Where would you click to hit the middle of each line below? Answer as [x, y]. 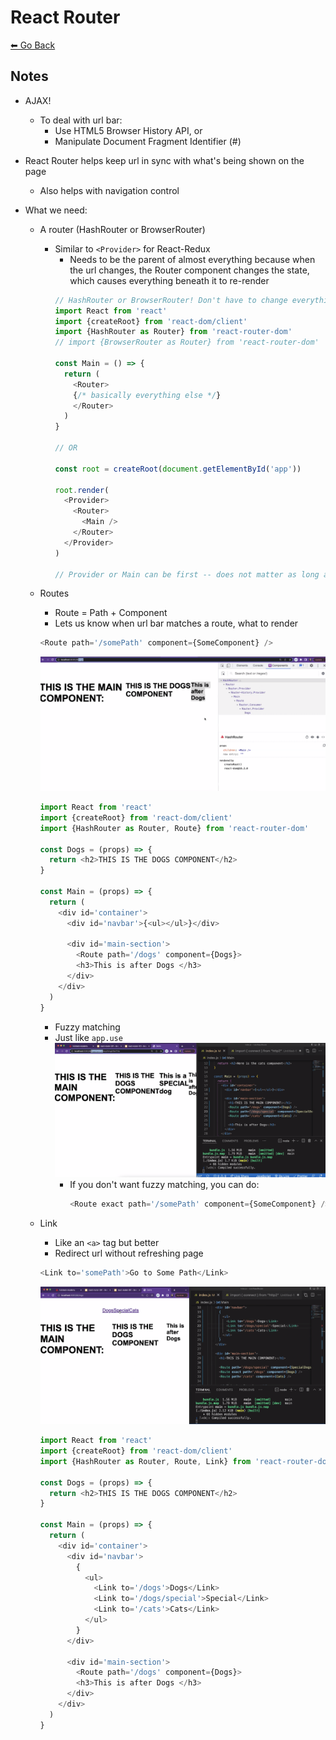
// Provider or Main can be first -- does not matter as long [187, 574]
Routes [54, 593]
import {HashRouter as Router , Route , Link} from [145, 1461]
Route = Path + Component [111, 613]
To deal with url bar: [81, 120]
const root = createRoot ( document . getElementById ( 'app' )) [178, 469]
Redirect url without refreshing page [129, 1253]
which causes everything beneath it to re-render [169, 280]
